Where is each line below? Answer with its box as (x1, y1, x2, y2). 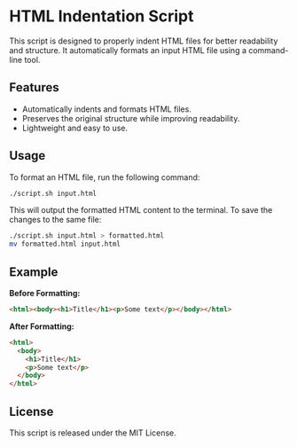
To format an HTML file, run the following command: (9, 171, 200, 183)
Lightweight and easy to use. (21, 122, 129, 133)
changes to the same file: (9, 215, 102, 225)
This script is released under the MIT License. (9, 427, 176, 438)
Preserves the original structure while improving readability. (21, 113, 240, 123)
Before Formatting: (9, 288, 81, 298)
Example (9, 264, 59, 279)
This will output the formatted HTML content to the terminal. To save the (9, 205, 273, 216)
